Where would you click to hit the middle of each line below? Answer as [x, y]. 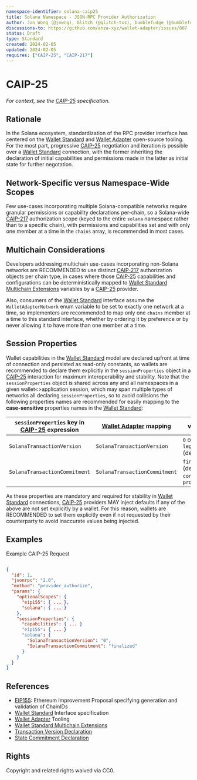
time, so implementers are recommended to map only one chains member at [98, 313]
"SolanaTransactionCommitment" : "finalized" [82, 646]
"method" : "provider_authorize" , [52, 586]
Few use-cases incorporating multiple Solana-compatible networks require [97, 206]
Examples [24, 539]
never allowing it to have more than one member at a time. [76, 325]
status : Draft [23, 34]
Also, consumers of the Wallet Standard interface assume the [80, 300]
